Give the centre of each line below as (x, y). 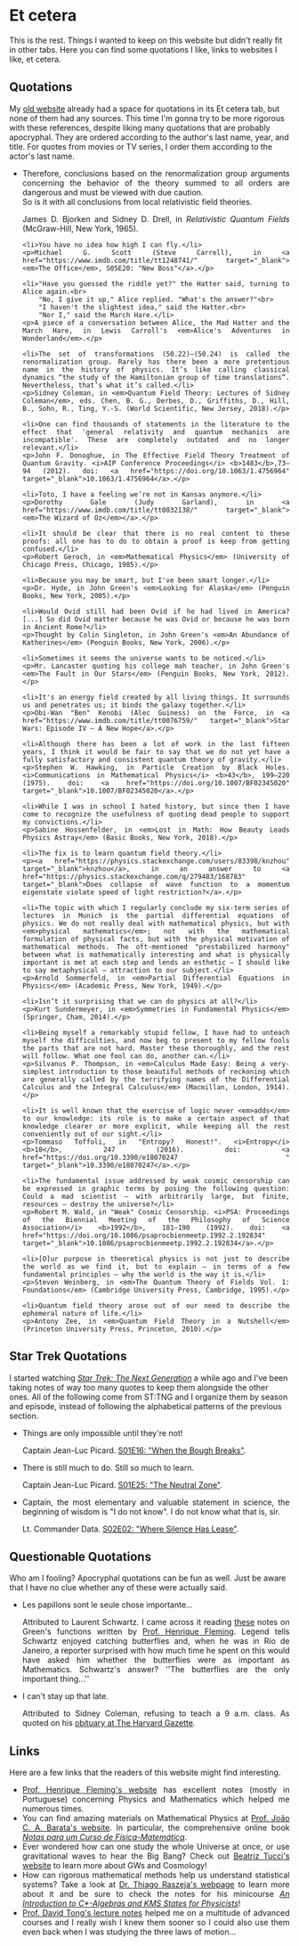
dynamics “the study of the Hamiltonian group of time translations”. (156, 377)
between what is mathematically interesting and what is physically (156, 955)
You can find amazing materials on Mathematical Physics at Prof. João (156, 1819)
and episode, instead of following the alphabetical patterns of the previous (145, 1406)
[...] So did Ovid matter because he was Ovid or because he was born (156, 619)
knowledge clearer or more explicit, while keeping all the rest (156, 1126)
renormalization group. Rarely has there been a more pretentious (156, 362)
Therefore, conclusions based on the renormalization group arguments (156, 173)
